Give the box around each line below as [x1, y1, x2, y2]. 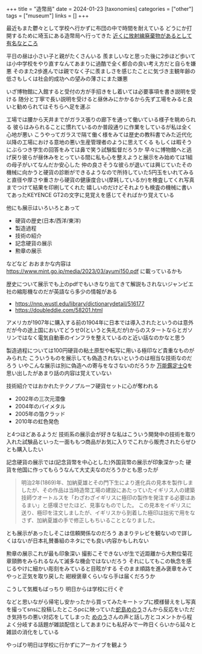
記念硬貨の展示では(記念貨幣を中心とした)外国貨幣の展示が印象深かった [6, 458, 185, 466]
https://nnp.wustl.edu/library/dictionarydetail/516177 [14, 300, 145, 307]
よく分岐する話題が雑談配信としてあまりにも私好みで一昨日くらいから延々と [6, 621, 197, 628]
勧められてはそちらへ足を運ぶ [16, 103, 91, 110]
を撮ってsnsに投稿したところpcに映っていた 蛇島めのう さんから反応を [6, 606, 180, 613]
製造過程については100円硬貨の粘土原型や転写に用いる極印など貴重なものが [6, 347, 195, 354]
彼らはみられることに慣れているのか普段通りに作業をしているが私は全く [13, 123, 193, 130]
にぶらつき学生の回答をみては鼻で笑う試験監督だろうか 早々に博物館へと [6, 146, 187, 153]
